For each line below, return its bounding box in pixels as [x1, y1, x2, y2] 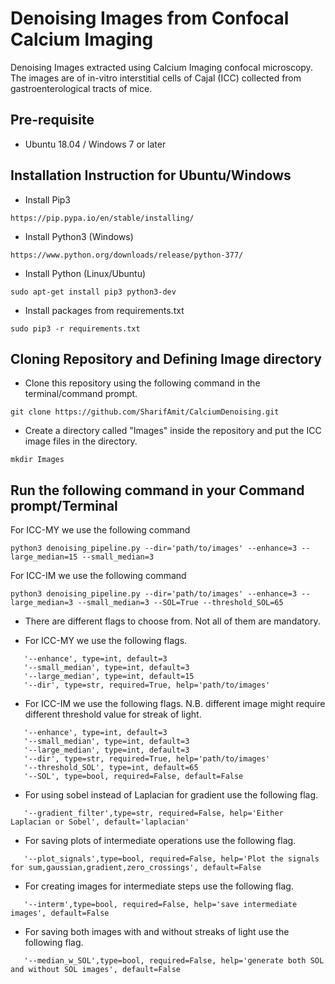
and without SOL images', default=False [10, 965, 182, 975]
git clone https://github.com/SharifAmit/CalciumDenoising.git [10, 407, 280, 417]
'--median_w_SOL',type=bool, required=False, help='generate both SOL [23, 956, 325, 966]
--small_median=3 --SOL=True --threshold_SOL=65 [77, 598, 284, 608]
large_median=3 [10, 598, 74, 608]
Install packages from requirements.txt [24, 304, 185, 316]
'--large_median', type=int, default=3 [23, 745, 190, 756]
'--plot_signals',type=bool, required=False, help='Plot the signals [23, 854, 320, 864]
